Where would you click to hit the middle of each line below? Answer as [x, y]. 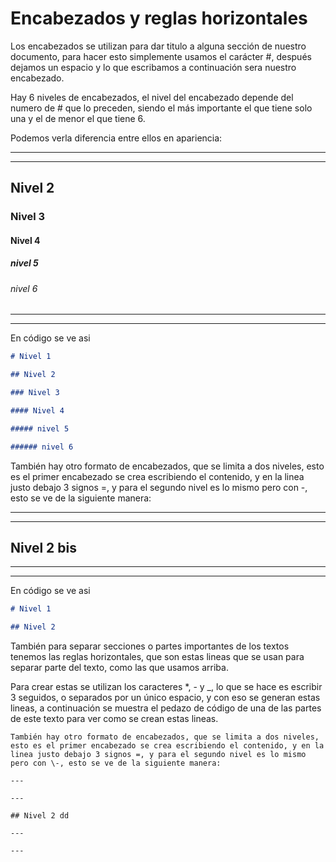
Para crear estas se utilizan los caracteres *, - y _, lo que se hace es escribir [166, 687]
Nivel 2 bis [43, 548]
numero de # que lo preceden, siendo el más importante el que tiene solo [161, 108]
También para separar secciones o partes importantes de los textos [150, 646]
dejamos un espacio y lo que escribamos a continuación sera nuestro [153, 67]
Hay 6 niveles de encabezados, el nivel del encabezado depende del [152, 97]
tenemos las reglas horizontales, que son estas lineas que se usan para [157, 657]
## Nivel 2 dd [40, 816]
